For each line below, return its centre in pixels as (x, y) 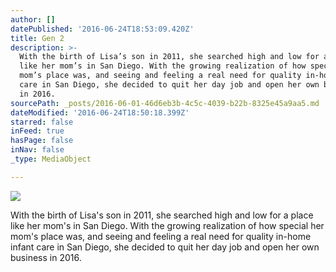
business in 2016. (46, 257)
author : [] (33, 19)
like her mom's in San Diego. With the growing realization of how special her (167, 225)
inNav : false (37, 150)
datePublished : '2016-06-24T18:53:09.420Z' (102, 29)
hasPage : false (42, 141)
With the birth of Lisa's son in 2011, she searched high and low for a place (162, 215)
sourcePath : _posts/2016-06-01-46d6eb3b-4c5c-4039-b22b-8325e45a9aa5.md (165, 103)
